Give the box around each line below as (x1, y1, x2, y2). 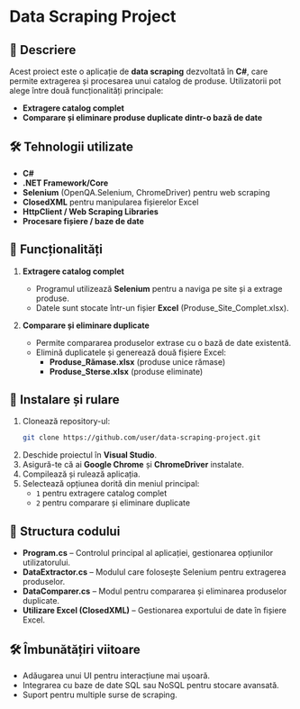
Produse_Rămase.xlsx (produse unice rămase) (49, 356, 226, 367)
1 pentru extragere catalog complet (35, 488, 168, 499)
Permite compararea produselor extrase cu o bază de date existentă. (35, 337, 292, 348)
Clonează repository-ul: (22, 416, 111, 427)
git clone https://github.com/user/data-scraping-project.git (22, 433, 261, 442)
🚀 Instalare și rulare (9, 392, 120, 407)
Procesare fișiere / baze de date (22, 215, 144, 226)
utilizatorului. (22, 557, 70, 568)
